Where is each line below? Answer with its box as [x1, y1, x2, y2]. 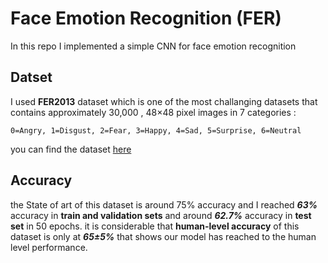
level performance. [10, 241, 88, 253]
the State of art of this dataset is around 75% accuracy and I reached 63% [10, 198, 318, 211]
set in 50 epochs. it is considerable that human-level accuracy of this [10, 220, 300, 232]
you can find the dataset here [10, 143, 132, 155]
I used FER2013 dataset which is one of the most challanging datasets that [10, 95, 318, 107]
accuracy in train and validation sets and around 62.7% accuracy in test [10, 209, 312, 221]
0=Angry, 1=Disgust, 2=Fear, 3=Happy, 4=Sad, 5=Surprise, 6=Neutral [10, 125, 302, 136]
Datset [10, 69, 53, 86]
